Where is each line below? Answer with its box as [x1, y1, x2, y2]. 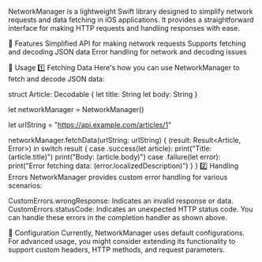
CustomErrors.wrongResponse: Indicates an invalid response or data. [8, 196, 234, 205]
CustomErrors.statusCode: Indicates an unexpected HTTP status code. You [8, 204, 254, 214]
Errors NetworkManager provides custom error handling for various [8, 173, 228, 182]
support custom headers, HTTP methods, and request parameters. [8, 245, 225, 254]
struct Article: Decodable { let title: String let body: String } [8, 90, 198, 99]
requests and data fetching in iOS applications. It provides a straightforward [8, 15, 254, 24]
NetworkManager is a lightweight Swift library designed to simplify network [8, 7, 253, 16]
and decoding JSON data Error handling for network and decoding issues [8, 47, 247, 56]
